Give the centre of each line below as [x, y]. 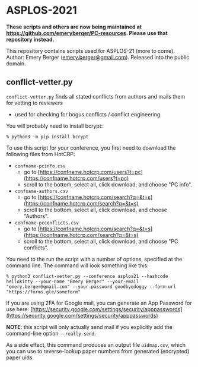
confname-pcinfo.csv [40, 166]
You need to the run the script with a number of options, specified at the [94, 259]
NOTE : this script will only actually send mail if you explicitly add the [90, 327]
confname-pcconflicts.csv [47, 223]
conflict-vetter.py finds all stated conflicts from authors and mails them [96, 96]
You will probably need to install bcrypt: [55, 126]
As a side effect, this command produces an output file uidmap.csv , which [96, 344]
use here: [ [19, 309]
